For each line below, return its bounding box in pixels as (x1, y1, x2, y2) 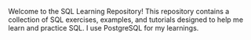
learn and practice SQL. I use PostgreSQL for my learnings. (8, 24, 199, 32)
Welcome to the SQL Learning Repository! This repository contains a (8, 7, 230, 16)
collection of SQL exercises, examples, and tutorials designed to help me (8, 15, 244, 24)
